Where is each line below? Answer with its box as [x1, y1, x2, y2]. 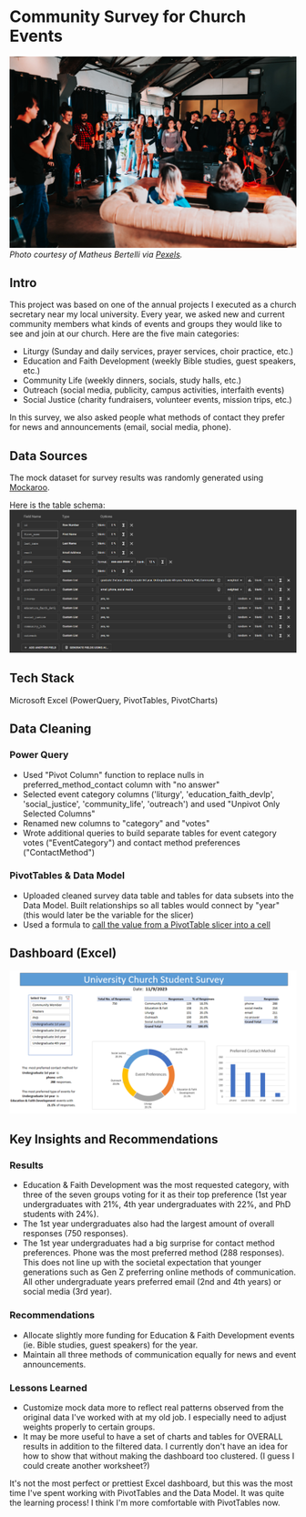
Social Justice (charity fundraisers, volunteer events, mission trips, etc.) [22, 395, 293, 405]
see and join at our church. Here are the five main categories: [9, 328, 240, 339]
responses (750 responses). [22, 1228, 129, 1239]
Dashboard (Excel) [9, 946, 117, 961]
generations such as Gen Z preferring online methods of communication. [22, 1266, 296, 1277]
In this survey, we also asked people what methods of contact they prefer [9, 412, 285, 423]
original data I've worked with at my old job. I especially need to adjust [22, 1411, 287, 1422]
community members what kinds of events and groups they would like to [9, 319, 282, 330]
